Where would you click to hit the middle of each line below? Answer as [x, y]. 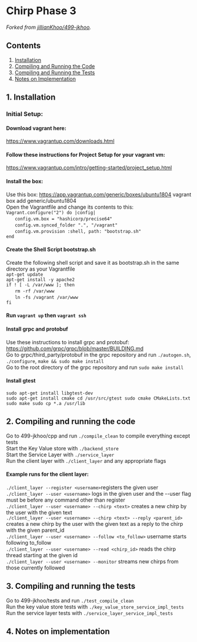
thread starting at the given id [42, 555]
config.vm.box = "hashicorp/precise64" [64, 219]
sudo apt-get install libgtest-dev [50, 393]
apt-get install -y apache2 [41, 279]
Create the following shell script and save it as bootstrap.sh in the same [93, 262]
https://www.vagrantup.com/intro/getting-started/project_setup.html [89, 168]
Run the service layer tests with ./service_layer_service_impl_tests [90, 613]
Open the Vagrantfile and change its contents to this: [70, 207]
